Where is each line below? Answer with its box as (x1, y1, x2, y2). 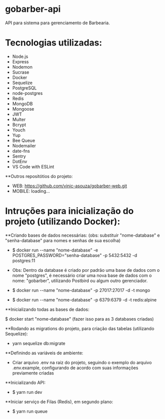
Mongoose (12, 106, 34, 112)
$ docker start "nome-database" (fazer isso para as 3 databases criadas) (5, 316, 154, 322)
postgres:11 (12, 257, 35, 263)
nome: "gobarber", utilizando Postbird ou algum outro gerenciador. (12, 278, 148, 284)
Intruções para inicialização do (5, 206, 134, 217)
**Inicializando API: (5, 379, 46, 385)
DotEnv (12, 158, 28, 164)
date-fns (12, 148, 31, 154)
